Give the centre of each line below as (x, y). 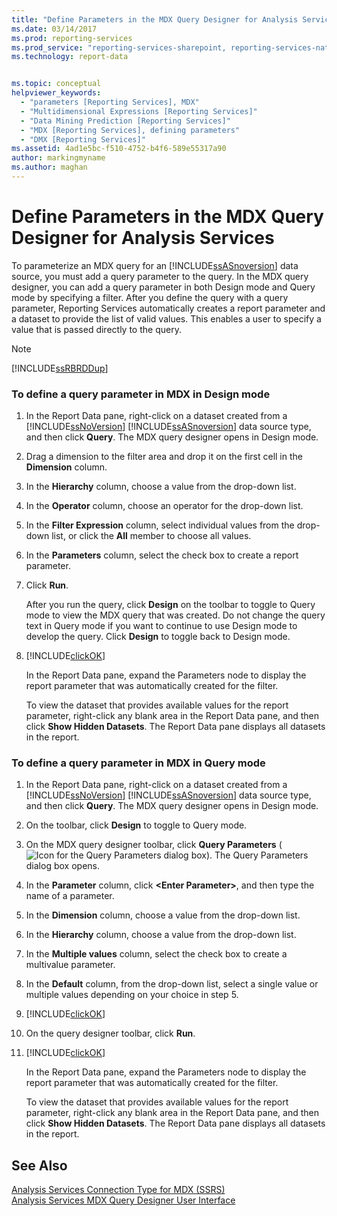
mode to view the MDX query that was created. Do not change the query (175, 615)
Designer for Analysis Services (143, 238)
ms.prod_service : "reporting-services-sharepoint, (119, 47)
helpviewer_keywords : (56, 93)
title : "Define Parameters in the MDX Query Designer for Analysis (155, 19)
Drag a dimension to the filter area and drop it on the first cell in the (164, 457)
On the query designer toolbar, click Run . (110, 1033)
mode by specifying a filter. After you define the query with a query (150, 297)
